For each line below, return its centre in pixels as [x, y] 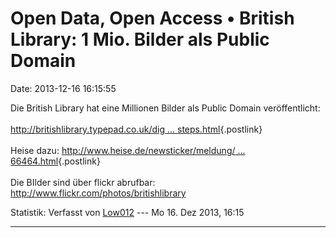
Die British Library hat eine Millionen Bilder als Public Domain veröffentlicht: [165, 108]
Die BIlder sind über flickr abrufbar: [83, 182]
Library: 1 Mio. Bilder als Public [140, 39]
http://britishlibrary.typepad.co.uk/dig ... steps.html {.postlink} [136, 129]
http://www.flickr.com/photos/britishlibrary [98, 193]
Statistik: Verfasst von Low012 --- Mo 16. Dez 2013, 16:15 [127, 212]
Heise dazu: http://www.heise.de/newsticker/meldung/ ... [128, 150]
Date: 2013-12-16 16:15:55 [63, 88]
